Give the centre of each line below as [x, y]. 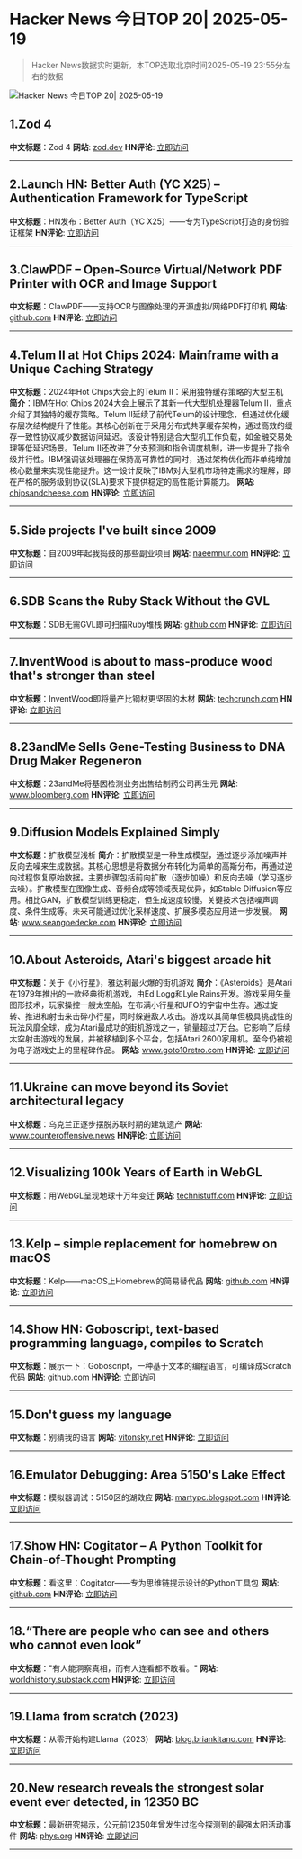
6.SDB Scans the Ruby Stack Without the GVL [140, 601]
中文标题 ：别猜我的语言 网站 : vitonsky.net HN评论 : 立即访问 [119, 1437]
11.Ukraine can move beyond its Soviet [119, 1087]
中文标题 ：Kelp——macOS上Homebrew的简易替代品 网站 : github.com [138, 1281]
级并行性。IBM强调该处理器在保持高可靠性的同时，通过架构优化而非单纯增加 [151, 460]
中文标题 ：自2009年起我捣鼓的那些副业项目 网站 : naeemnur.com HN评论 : [145, 553]
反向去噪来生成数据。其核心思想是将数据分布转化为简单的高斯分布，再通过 [147, 866]
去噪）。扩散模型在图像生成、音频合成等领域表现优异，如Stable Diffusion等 [147, 889]
